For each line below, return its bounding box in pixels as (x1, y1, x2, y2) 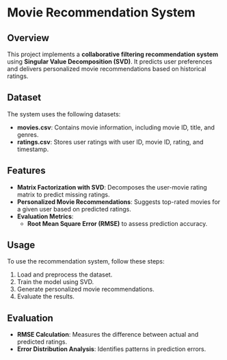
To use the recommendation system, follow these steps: (7, 257, 165, 266)
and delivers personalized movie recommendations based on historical (7, 65, 206, 73)
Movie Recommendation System (7, 5, 196, 21)
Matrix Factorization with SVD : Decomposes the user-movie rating (16, 183, 207, 191)
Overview (7, 32, 50, 44)
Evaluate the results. (16, 292, 75, 300)
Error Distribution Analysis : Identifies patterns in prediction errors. (16, 345, 206, 353)
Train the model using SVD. (16, 278, 94, 286)
